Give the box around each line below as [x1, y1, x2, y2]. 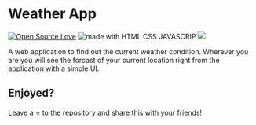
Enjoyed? [8, 86, 55, 100]
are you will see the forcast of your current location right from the [8, 55, 220, 64]
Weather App [8, 5, 97, 23]
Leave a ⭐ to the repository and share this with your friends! [8, 108, 203, 117]
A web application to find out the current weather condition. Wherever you [8, 46, 249, 56]
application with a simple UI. [8, 64, 100, 73]
